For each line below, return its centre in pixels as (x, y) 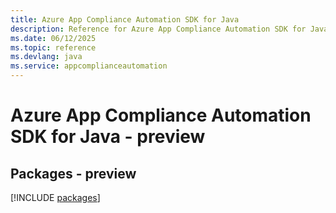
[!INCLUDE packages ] (55, 197)
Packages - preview (73, 173)
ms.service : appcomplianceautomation (89, 66)
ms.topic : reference (53, 47)
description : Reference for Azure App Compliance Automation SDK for (158, 29)
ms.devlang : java (46, 57)
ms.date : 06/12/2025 (53, 38)
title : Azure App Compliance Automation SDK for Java (125, 19)
